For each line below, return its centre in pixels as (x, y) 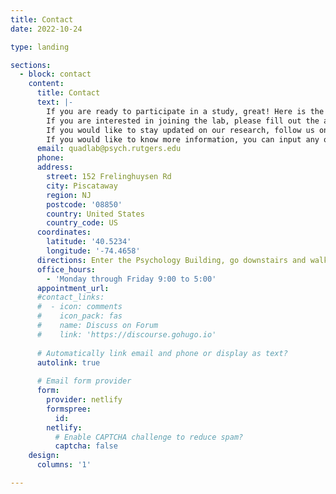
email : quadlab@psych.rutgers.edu (109, 149)
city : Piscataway (82, 186)
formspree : (69, 409)
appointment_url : (73, 288)
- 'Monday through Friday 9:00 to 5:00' (131, 279)
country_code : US (82, 223)
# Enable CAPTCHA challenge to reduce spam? (149, 437)
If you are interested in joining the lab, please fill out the (183, 121)
